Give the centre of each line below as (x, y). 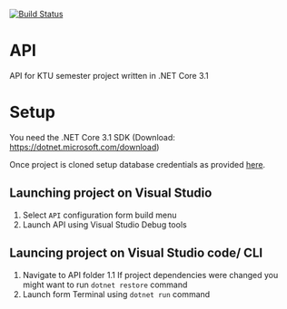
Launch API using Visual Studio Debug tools (105, 224)
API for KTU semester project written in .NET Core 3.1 (109, 75)
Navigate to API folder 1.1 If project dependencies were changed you (150, 275)
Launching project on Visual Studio (111, 193)
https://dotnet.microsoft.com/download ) (84, 147)
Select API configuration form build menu (99, 215)
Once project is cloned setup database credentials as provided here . (138, 164)
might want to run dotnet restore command (105, 285)
